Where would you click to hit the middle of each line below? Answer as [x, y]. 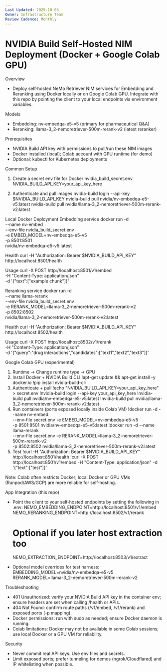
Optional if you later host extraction [87, 533]
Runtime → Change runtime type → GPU [54, 372]
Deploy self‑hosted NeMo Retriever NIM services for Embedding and [83, 88]
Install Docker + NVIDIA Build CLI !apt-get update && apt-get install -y [84, 377]
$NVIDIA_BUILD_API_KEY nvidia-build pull [56, 199]
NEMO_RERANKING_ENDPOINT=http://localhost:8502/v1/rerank [78, 512]
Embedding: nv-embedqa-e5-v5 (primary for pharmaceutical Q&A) [81, 124]
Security [14, 644]
